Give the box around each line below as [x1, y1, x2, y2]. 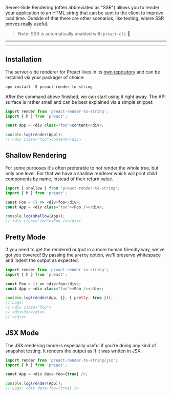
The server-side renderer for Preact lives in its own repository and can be [5, 69, 160, 75]
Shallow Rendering [5, 151, 67, 160]
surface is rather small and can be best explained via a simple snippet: [5, 99, 154, 105]
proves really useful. [5, 21, 49, 27]
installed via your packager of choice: [5, 74, 85, 80]
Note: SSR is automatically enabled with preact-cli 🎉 [17, 31, 131, 36]
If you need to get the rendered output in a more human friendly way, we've [5, 246, 165, 252]
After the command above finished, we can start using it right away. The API [5, 93, 166, 100]
